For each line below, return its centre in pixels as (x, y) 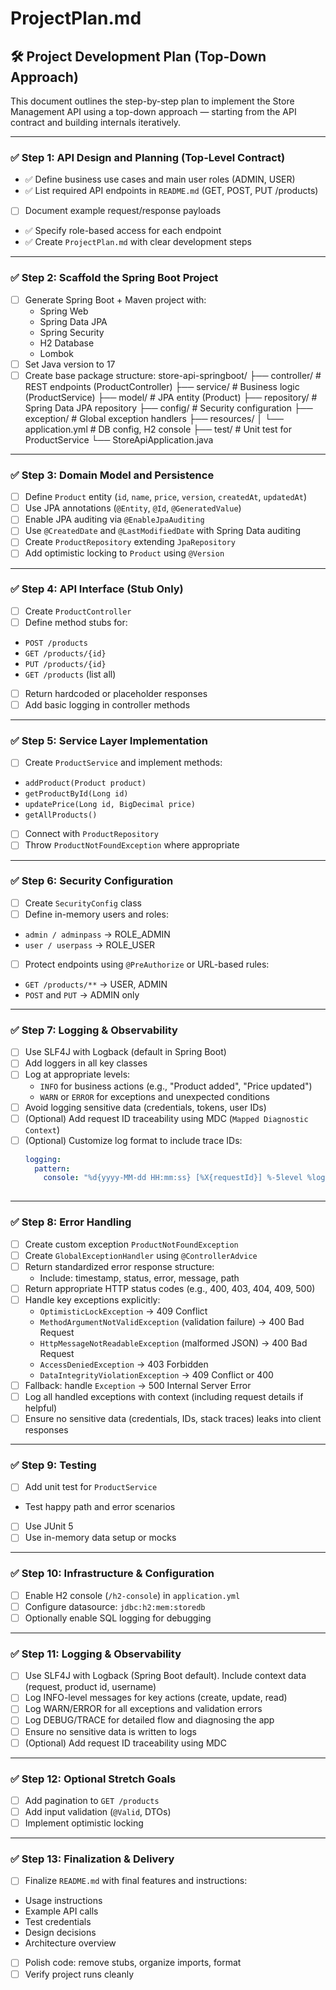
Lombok (56, 353)
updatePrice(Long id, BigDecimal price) (110, 805)
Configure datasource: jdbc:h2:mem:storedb (115, 1606)
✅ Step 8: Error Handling (71, 1222)
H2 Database (67, 343)
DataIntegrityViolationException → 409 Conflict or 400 (156, 1374)
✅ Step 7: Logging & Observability (94, 1030)
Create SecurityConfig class (83, 903)
